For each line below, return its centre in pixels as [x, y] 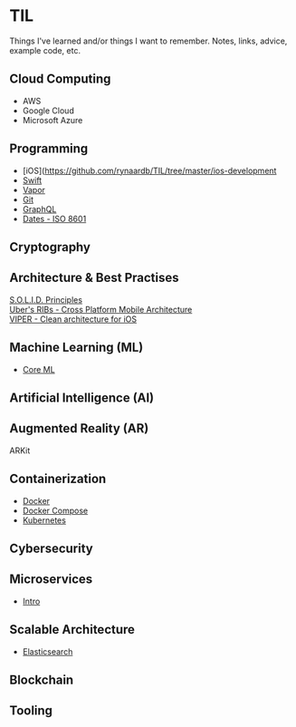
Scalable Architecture [72, 630]
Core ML [39, 369]
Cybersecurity [51, 548]
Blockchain [42, 680]
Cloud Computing [60, 79]
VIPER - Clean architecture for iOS [73, 319]
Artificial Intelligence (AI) [82, 397]
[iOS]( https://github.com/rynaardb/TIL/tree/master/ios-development [149, 170]
